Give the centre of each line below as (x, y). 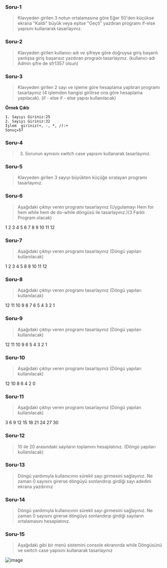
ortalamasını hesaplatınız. (44, 521)
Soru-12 (15, 436)
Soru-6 (14, 196)
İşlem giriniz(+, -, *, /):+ (37, 126)
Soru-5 (14, 167)
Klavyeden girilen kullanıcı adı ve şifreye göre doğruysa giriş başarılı (88, 53)
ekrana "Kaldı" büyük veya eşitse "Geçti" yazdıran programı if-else (86, 23)
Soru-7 (14, 240)
